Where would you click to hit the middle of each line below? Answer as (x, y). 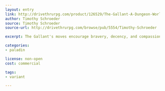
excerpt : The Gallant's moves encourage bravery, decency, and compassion (83, 37)
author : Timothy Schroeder (33, 19)
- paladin (15, 50)
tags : (11, 72)
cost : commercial (23, 63)
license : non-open (24, 59)
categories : (17, 45)
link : (11, 14)
